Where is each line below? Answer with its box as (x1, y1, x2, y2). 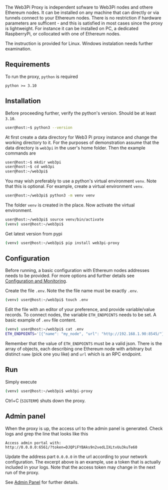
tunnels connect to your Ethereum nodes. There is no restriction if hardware (5, 15, 161, 20)
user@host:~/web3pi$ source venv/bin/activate (5, 217, 104, 222)
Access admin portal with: (5, 440, 61, 445)
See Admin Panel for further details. (5, 479, 79, 485)
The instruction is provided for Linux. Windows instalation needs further (5, 40, 153, 46)
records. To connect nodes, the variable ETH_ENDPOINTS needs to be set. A (5, 312, 156, 318)
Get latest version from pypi (5, 230, 62, 236)
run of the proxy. (5, 469, 39, 475)
